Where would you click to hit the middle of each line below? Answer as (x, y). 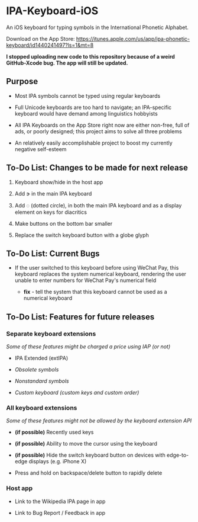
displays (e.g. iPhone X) (58, 462)
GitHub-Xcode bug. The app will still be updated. (67, 63)
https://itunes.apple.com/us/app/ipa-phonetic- (133, 39)
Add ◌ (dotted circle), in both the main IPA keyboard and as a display (98, 205)
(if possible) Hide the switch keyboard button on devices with (90, 455)
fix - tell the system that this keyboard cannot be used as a (95, 292)
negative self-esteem (40, 149)
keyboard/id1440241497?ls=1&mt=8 (50, 45)
